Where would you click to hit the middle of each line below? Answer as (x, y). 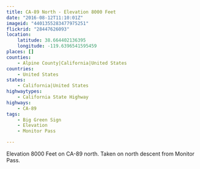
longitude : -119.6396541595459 (57, 46)
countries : (20, 69)
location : (19, 35)
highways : (19, 102)
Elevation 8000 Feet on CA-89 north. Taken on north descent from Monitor (100, 154)
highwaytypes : (24, 92)
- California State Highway (53, 97)
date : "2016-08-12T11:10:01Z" (45, 18)
